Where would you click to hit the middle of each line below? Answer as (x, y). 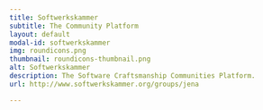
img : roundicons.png (48, 51)
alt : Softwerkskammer (50, 68)
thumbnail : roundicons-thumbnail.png (80, 59)
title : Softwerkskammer (54, 17)
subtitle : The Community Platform (74, 26)
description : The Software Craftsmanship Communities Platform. (132, 76)
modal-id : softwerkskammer (60, 42)
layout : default (40, 34)
